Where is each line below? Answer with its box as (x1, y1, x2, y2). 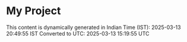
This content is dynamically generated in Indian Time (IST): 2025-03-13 (6, 24, 181, 31)
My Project (6, 4, 61, 18)
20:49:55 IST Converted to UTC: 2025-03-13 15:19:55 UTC (6, 30, 150, 37)
